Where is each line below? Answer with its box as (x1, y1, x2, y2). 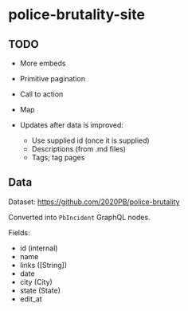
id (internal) (19, 243, 58, 253)
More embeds (19, 58, 66, 68)
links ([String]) (19, 260, 68, 270)
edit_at (19, 293, 42, 304)
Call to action (19, 89, 64, 99)
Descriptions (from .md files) (31, 144, 126, 153)
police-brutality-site (8, 6, 146, 24)
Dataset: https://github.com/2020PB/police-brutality (8, 197, 180, 207)
